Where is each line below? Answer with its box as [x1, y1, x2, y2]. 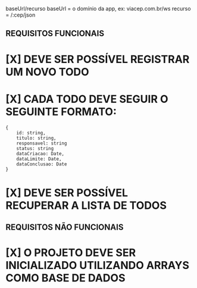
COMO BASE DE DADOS [5, 271, 126, 285]
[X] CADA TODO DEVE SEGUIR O [5, 92, 168, 106]
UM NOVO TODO [5, 65, 90, 79]
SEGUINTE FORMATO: [5, 105, 117, 118]
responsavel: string [16, 140, 67, 146]
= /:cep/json [5, 11, 36, 18]
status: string [16, 145, 54, 151]
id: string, [16, 130, 46, 136]
